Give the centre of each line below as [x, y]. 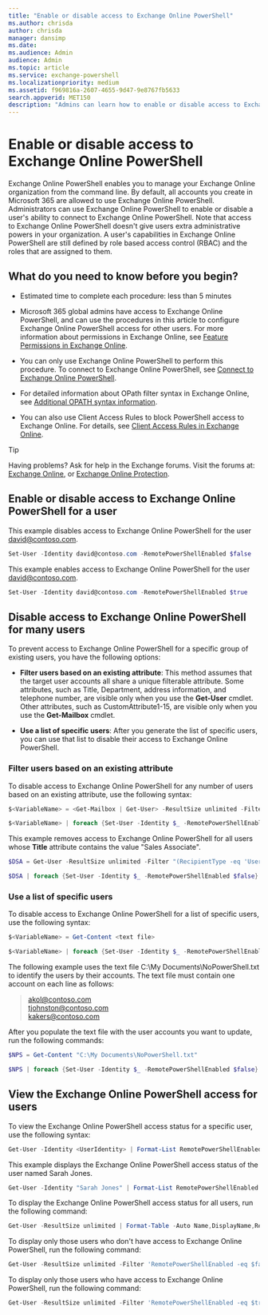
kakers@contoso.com [64, 1017]
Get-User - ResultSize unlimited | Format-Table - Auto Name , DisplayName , [132, 1226]
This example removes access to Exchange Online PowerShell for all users [131, 839]
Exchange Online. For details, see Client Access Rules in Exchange [129, 425]
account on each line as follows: [61, 984]
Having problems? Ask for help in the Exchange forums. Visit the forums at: [132, 465]
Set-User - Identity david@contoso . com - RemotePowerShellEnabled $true [128, 592]
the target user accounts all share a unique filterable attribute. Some [132, 681]
